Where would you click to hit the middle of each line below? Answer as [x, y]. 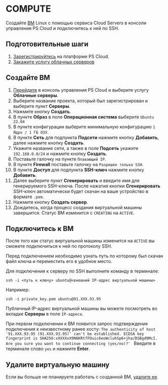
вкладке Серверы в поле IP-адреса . [45, 314]
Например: [18, 290]
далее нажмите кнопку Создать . [49, 143]
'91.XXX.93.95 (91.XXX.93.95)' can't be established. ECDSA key [75, 334]
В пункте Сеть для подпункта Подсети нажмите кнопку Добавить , [86, 137]
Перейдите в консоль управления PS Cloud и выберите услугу [81, 90]
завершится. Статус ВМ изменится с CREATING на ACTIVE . [74, 213]
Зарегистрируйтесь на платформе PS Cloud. [61, 56]
